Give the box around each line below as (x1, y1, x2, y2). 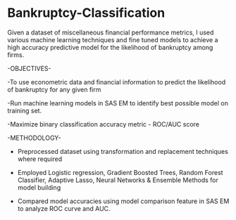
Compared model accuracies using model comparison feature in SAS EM (17, 197, 230, 205)
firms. (7, 51, 25, 59)
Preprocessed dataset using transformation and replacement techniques (17, 147, 229, 155)
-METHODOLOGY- (7, 134, 61, 142)
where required (17, 155, 63, 163)
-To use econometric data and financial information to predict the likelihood (7, 77, 226, 86)
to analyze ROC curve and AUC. (17, 204, 111, 212)
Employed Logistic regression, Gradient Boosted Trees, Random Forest (17, 168, 223, 176)
